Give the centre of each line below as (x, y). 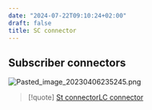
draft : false (30, 23)
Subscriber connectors (67, 63)
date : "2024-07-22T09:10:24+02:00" (68, 16)
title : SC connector (43, 30)
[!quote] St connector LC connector (86, 97)
